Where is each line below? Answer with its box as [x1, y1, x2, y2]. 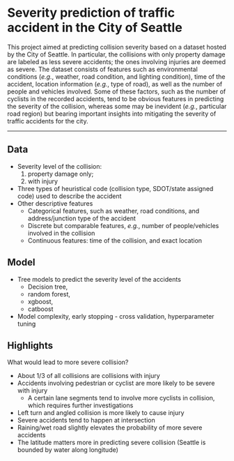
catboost [27, 305, 54, 313]
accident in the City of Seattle [7, 20, 182, 36]
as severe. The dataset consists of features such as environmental [7, 65, 198, 73]
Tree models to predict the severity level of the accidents [17, 275, 181, 283]
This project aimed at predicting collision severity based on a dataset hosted [7, 43, 226, 51]
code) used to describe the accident [17, 192, 122, 200]
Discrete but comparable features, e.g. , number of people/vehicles [27, 221, 219, 229]
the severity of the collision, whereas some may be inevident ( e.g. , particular [7, 102, 227, 110]
